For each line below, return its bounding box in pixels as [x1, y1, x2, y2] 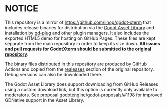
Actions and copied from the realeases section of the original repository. [5, 66, 154, 72]
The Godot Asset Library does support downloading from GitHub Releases [5, 81, 158, 87]
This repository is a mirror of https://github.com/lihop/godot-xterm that [5, 19, 151, 25]
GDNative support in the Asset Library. [5, 97, 85, 103]
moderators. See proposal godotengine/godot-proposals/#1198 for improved [5, 92, 163, 98]
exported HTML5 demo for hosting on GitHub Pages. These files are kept [5, 35, 156, 41]
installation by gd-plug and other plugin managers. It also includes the [5, 30, 149, 36]
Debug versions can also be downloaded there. [5, 71, 103, 77]
